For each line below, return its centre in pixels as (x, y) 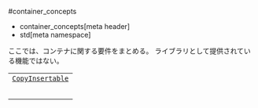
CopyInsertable (41, 79)
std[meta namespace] (55, 35)
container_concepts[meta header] (75, 26)
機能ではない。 (39, 61)
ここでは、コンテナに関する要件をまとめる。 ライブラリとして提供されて (126, 51)
